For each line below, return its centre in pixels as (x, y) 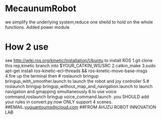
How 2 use (27, 47)
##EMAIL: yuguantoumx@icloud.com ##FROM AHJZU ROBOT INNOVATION (81, 107)
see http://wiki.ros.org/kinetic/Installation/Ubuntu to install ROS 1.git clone (79, 60)
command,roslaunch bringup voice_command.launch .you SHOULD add (77, 97)
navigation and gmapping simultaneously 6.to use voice (61, 91)
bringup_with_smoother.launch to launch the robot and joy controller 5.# (77, 81)
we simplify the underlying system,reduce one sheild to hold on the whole (79, 22)
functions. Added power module (37, 27)
